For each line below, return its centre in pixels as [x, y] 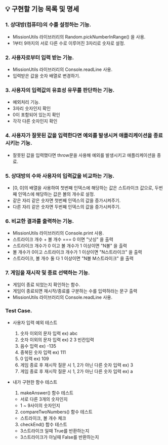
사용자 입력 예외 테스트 [35, 322]
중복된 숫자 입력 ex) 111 [43, 352]
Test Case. [19, 311]
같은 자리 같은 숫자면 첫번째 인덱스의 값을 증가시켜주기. [67, 200]
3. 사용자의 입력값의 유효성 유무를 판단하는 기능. [60, 90]
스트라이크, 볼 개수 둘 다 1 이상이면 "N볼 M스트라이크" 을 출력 [73, 258]
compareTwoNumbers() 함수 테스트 [56, 412]
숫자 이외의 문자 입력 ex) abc [49, 333]
